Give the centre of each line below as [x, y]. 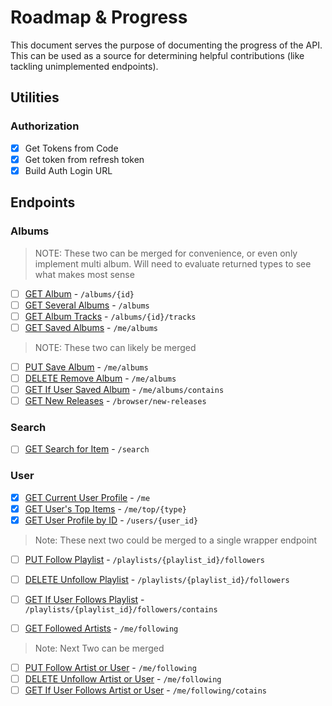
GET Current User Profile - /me [87, 497]
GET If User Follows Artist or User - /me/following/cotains [146, 690]
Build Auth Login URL [68, 170]
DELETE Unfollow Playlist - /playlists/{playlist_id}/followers [157, 579]
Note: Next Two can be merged [99, 648]
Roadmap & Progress [99, 17]
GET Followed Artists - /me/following [101, 628]
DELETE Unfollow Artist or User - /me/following [123, 679]
